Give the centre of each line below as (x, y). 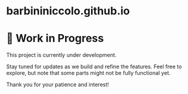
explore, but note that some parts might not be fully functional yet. (88, 73)
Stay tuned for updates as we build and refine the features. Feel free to (94, 66)
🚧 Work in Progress (55, 39)
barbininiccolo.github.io (68, 11)
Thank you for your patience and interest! (58, 84)
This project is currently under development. (61, 55)
